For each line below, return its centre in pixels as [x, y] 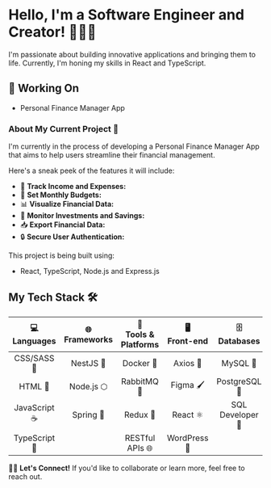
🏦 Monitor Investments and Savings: [82, 216]
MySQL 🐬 [239, 363]
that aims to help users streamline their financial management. [112, 155]
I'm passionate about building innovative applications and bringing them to [132, 54]
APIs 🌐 [140, 448]
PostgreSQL [239, 381]
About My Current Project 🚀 [64, 128]
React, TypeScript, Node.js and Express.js [90, 271]
